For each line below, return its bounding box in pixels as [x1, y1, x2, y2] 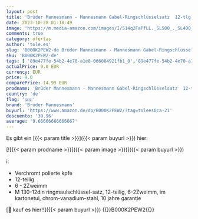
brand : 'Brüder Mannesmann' [6, 102, 75, 108]
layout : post [6, 8, 38, 15]
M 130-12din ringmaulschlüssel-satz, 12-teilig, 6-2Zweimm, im [14, 188, 166, 195]
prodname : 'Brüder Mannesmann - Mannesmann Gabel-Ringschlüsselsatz [6, 86, 178, 91]
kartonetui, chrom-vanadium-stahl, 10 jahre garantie [14, 195, 141, 202]
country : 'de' [6, 91, 41, 97]
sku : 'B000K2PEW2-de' [6, 53, 60, 58]
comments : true [6, 31, 44, 37]
